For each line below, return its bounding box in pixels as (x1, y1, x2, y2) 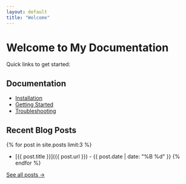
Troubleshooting (15, 107, 56, 115)
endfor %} (15, 159, 41, 167)
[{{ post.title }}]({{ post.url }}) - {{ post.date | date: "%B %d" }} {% (15, 153, 181, 160)
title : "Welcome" (6, 15, 50, 21)
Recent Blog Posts (6, 125, 77, 135)
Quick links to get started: (6, 61, 71, 68)
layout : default (6, 9, 47, 15)
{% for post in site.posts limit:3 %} (6, 141, 92, 149)
